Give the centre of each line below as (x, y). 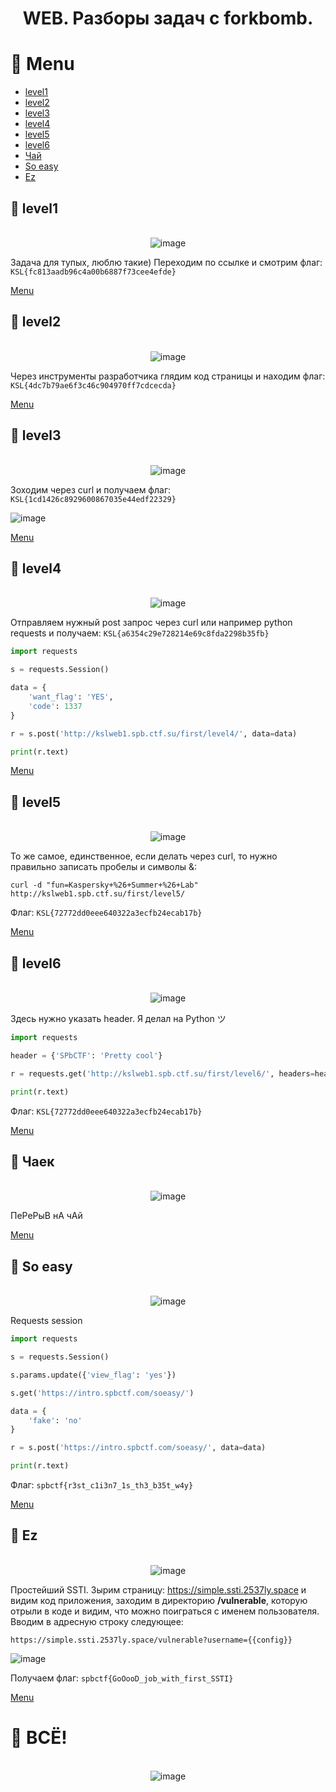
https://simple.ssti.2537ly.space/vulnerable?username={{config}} (151, 1640)
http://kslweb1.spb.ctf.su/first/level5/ (98, 894)
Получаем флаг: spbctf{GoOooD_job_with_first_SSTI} (122, 1678)
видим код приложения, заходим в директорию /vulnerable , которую (159, 1600)
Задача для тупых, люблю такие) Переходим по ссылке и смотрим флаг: (166, 262)
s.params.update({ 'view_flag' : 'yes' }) (93, 1375)
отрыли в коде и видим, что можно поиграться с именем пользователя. (165, 1611)
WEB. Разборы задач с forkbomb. (168, 18)
